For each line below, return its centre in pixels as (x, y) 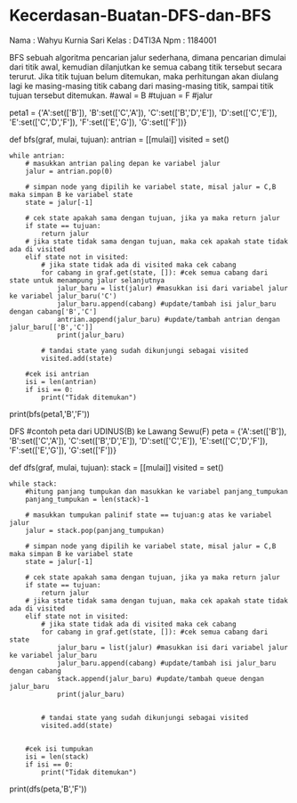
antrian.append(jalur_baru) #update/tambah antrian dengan (168, 319)
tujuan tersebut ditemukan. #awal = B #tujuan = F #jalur (111, 95)
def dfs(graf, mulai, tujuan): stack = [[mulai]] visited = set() (116, 467)
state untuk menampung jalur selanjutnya (87, 280)
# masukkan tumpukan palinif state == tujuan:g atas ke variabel (149, 515)
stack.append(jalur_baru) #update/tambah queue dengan (161, 678)
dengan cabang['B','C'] (53, 311)
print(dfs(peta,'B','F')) (48, 789)
